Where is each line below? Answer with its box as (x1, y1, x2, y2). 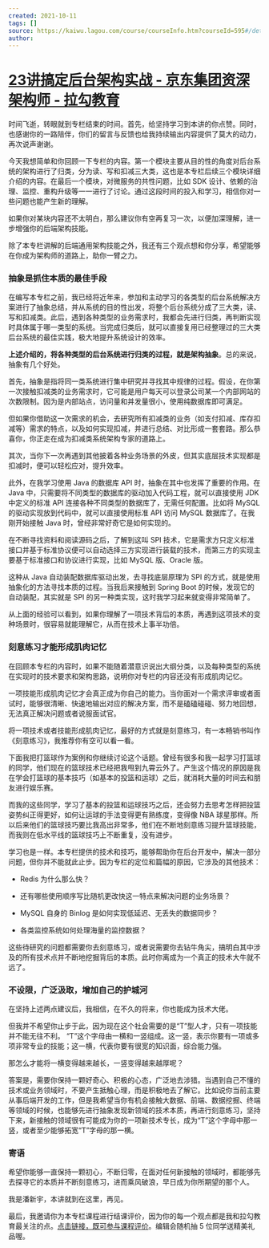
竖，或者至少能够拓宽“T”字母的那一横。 (8, 1125, 139, 1136)
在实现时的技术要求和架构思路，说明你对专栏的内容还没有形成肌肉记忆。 (8, 671, 247, 681)
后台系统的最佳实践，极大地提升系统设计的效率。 (8, 332, 170, 342)
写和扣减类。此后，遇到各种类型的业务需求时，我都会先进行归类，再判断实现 (8, 312, 261, 322)
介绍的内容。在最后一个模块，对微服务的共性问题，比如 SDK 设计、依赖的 (8, 177, 251, 186)
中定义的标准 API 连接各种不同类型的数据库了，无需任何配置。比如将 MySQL (8, 498, 260, 508)
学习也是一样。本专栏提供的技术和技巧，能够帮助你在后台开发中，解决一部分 (8, 847, 261, 856)
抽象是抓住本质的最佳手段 (8, 273, 107, 284)
